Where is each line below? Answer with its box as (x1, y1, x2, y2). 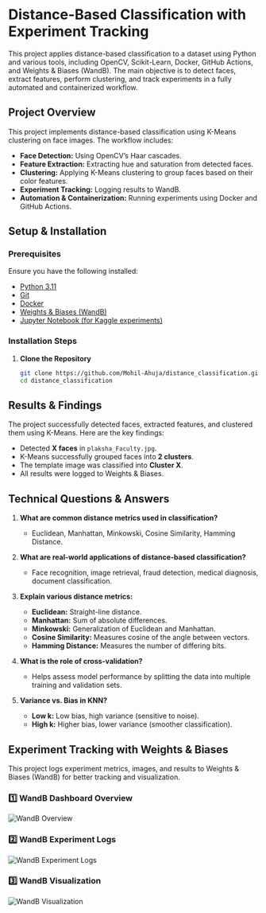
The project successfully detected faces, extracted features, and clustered (8, 419, 253, 429)
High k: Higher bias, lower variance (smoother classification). (31, 720, 233, 729)
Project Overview (8, 106, 96, 119)
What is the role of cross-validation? (19, 657, 143, 666)
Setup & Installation (8, 224, 107, 238)
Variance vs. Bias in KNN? (19, 696, 108, 705)
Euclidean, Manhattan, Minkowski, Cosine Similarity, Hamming (31, 529, 236, 538)
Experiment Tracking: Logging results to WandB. (19, 185, 181, 194)
